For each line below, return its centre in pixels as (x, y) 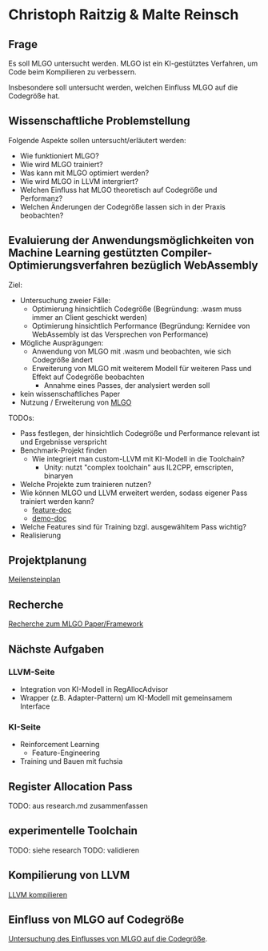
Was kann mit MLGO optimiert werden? (84, 173)
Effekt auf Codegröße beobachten (88, 377)
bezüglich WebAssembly (194, 266)
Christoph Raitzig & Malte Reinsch (124, 15)
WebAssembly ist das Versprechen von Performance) (120, 334)
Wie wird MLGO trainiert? (61, 164)
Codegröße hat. (34, 96)
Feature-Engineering (66, 753)
